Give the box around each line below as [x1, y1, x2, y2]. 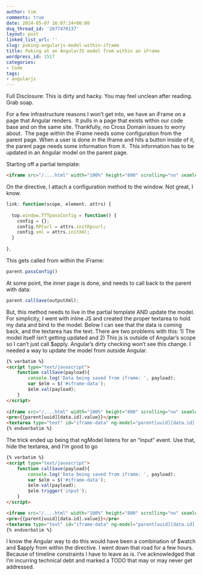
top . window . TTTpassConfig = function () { [11, 212, 117, 219]
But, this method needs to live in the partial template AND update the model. [6, 308, 195, 315]
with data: [6, 285, 31, 293]
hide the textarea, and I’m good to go [6, 443, 98, 450]
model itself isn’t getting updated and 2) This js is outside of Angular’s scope [6, 334, 196, 341]
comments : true [6, 14, 44, 20]
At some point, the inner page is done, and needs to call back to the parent [6, 279, 192, 287]
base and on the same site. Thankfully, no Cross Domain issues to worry [6, 123, 186, 131]
